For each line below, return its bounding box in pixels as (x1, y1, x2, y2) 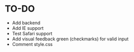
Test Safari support (12, 30, 53, 36)
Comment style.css (12, 41, 53, 47)
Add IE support (12, 25, 44, 31)
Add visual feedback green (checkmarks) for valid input (12, 36, 129, 42)
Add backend (12, 20, 41, 26)
